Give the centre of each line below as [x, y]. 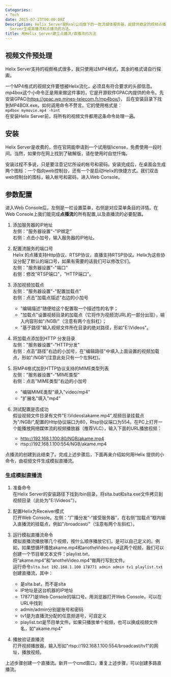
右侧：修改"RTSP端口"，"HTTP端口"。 [53, 274]
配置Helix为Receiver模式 [38, 511]
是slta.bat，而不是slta [43, 584]
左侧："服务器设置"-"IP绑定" [42, 231]
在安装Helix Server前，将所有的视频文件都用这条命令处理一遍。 [72, 116]
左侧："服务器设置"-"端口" [40, 268]
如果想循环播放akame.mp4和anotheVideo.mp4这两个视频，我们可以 [93, 547]
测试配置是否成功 [31, 409]
